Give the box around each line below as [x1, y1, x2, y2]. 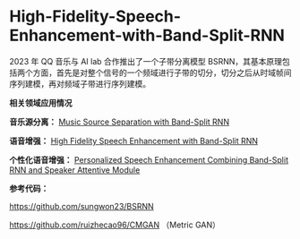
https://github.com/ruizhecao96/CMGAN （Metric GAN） [9, 219, 221, 230]
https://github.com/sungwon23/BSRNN [9, 201, 154, 211]
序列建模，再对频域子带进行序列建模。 [9, 78, 150, 89]
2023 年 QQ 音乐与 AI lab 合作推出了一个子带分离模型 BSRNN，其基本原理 [9, 55, 283, 66]
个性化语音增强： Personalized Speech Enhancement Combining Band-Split [9, 154, 289, 165]
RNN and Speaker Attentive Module [9, 164, 141, 175]
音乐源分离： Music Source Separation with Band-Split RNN [9, 116, 230, 127]
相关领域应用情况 [9, 97, 73, 108]
